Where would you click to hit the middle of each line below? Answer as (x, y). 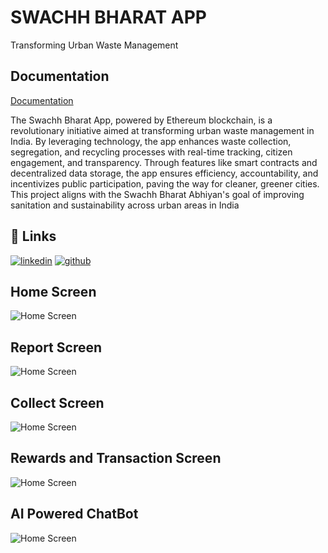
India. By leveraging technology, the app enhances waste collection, (151, 141)
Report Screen (56, 347)
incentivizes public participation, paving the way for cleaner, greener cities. (165, 183)
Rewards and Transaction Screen (116, 458)
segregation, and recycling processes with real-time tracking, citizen (151, 152)
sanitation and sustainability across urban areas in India (125, 205)
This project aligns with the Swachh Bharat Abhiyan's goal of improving (157, 194)
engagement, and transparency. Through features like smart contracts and (164, 162)
